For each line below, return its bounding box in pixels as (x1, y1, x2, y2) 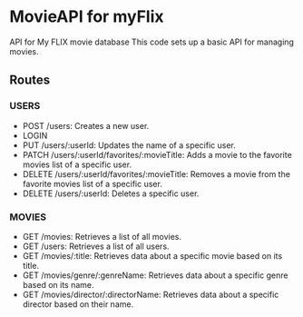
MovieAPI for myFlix (9, 6, 165, 27)
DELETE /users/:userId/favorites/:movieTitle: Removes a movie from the (22, 168, 290, 179)
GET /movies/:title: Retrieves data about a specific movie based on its (22, 250, 283, 261)
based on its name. (22, 279, 94, 290)
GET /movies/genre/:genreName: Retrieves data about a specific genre (22, 270, 288, 281)
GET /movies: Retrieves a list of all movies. (22, 231, 181, 242)
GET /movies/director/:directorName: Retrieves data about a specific (22, 289, 279, 300)
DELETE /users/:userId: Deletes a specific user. (22, 188, 200, 199)
